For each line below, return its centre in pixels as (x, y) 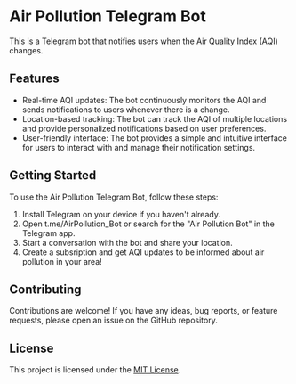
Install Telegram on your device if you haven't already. (121, 214)
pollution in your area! (62, 261)
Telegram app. (48, 233)
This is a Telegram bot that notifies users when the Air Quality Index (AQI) (144, 41)
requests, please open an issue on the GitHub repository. (113, 320)
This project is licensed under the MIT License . (95, 370)
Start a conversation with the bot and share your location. (127, 242)
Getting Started (53, 176)
